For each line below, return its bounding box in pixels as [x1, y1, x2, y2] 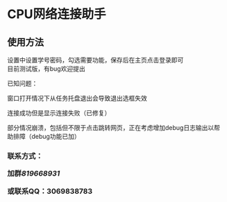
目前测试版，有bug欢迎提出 [7, 65, 85, 73]
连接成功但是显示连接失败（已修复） [7, 109, 111, 117]
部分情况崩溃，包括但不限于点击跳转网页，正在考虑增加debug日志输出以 [7, 124, 215, 132]
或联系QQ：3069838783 [7, 186, 93, 196]
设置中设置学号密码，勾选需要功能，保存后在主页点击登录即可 [7, 56, 184, 64]
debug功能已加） [31, 133, 81, 140]
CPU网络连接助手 [7, 6, 106, 22]
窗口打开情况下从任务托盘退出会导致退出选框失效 [7, 94, 147, 102]
